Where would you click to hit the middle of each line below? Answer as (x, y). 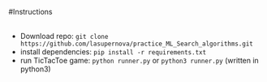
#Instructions (30, 12)
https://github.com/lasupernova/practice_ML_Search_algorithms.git (136, 44)
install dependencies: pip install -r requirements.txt (113, 52)
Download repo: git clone (64, 36)
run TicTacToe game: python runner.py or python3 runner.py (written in (140, 60)
